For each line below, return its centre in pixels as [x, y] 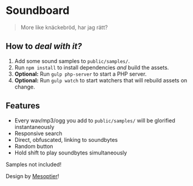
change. [25, 87]
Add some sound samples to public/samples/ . [72, 61]
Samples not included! [34, 164]
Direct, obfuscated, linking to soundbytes [66, 139]
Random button [34, 146]
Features [23, 106]
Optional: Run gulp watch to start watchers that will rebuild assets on [101, 80]
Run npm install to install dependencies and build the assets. [92, 67]
